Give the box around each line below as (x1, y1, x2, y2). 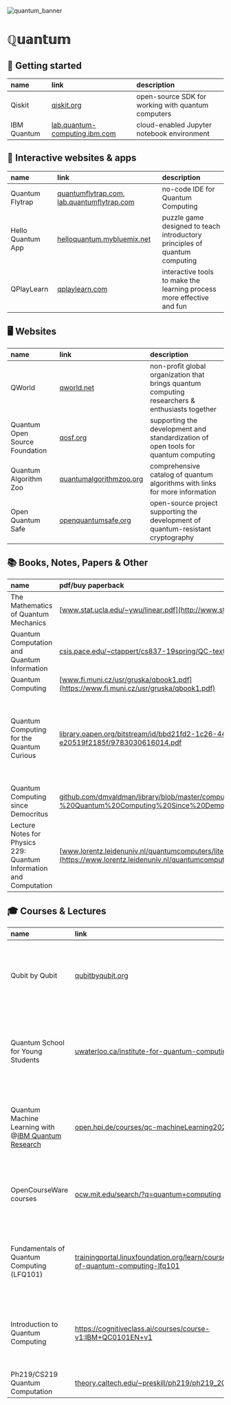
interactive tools (162, 267, 214, 276)
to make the (162, 276, 201, 285)
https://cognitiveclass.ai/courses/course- (74, 1324, 210, 1333)
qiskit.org (51, 101, 82, 110)
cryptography (150, 533, 195, 542)
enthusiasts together (150, 404, 217, 413)
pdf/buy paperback (59, 581, 124, 591)
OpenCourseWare (10, 1185, 69, 1195)
